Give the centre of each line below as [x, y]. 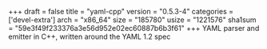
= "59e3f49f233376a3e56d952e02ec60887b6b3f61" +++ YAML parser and [134, 28]
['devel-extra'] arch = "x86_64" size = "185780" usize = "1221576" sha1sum [133, 20]
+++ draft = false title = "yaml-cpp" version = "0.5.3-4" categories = [121, 11]
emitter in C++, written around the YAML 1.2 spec [90, 36]
